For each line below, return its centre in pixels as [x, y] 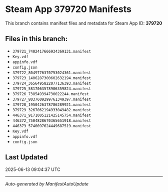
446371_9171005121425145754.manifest [52, 115]
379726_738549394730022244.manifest [50, 94]
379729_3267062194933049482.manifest [52, 110]
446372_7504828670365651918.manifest [52, 121]
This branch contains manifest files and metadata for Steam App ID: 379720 [84, 23]
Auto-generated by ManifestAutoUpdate [47, 183]
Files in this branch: [36, 39]
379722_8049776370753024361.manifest [52, 73]
